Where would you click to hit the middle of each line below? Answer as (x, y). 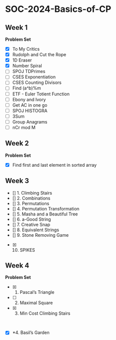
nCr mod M (24, 127)
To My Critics (26, 49)
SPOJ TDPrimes (29, 71)
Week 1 (16, 28)
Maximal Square (36, 303)
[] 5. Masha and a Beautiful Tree (45, 214)
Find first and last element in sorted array (54, 165)
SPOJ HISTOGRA (30, 111)
